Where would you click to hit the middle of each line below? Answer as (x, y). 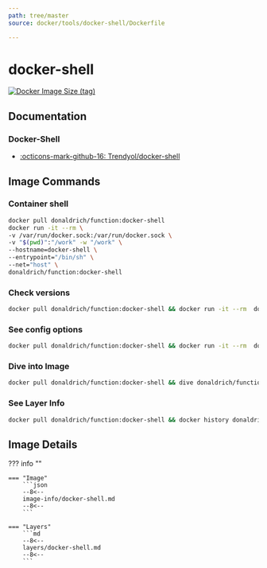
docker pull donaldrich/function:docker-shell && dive (101, 383)
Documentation (48, 116)
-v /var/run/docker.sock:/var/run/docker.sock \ (90, 235)
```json (35, 485)
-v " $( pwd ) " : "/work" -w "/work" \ (66, 243)
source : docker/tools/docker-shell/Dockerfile (87, 23)
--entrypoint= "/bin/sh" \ (51, 258)
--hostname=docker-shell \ (53, 250)
